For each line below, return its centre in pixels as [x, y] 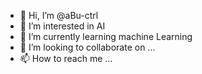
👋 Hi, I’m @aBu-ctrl [59, 15]
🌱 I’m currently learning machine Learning [106, 36]
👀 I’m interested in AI [62, 26]
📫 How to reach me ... [66, 58]
